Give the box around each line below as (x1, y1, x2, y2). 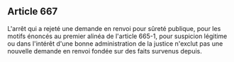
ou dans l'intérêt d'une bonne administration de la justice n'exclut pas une (7, 39, 223, 48)
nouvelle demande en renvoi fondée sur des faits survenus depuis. (7, 46, 202, 55)
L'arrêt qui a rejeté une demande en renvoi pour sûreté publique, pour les (7, 24, 221, 32)
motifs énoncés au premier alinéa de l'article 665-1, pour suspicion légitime (7, 32, 228, 40)
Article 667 (7, 6, 58, 18)
